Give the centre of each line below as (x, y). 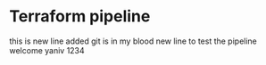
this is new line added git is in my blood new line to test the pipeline (133, 41)
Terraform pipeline (80, 16)
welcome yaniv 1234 (47, 50)
